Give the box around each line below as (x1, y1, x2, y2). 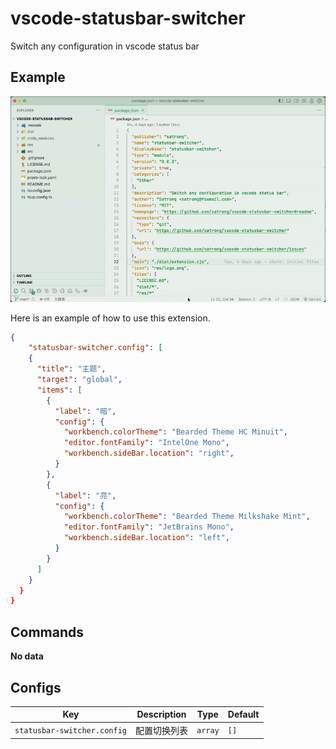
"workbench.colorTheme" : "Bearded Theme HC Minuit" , (63, 427, 288, 437)
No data (10, 650, 44, 662)
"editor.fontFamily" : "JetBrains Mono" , (63, 522, 235, 532)
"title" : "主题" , (36, 364, 107, 374)
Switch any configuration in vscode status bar (10, 40, 200, 52)
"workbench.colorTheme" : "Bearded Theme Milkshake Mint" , (63, 512, 311, 522)
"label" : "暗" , (54, 406, 117, 416)
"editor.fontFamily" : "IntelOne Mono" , (63, 438, 230, 448)
